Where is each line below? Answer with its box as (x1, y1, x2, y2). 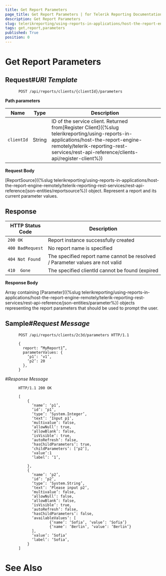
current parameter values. (5, 193, 58, 199)
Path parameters (5, 98, 41, 104)
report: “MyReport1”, (23, 345, 68, 351)
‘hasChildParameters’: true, (31, 442, 92, 447)
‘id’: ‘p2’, (31, 476, 56, 481)
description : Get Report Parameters (5, 16, 81, 21)
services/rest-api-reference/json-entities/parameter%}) (5, 300, 119, 306)
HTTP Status (10, 222, 41, 229)
